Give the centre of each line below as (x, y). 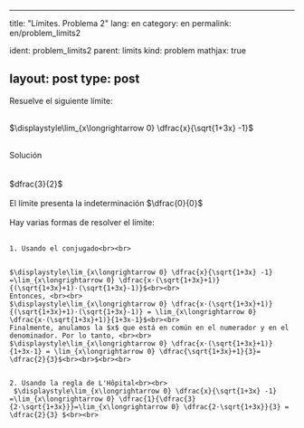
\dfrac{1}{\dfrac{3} (157, 399)
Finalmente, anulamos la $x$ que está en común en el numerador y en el (149, 328)
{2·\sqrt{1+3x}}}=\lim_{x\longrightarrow (89, 407)
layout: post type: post (75, 79)
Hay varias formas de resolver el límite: (82, 222)
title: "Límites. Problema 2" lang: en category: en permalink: (120, 23)
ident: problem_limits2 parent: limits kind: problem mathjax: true (128, 50)
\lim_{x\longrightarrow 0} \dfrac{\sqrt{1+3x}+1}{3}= (157, 351)
